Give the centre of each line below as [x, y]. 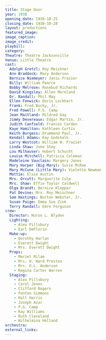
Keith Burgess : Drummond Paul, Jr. [46, 133]
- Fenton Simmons [32, 293]
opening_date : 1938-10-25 [31, 19]
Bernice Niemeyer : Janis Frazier [43, 78]
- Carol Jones [28, 284]
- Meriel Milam [29, 257]
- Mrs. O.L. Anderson [36, 266]
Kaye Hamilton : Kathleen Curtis [42, 128]
